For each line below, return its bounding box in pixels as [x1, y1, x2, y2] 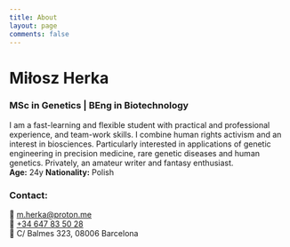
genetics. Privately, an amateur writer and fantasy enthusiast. [9, 157, 234, 168]
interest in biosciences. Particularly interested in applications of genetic [9, 139, 271, 149]
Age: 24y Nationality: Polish [9, 166, 115, 178]
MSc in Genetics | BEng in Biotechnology [9, 100, 189, 112]
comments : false [9, 29, 69, 38]
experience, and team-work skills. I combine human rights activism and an [9, 129, 282, 139]
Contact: [9, 188, 48, 201]
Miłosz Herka [9, 68, 109, 88]
